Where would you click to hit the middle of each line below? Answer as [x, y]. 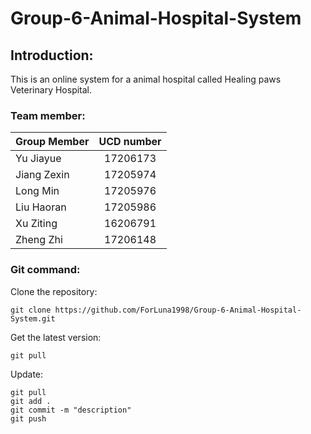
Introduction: [52, 55]
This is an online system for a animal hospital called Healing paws [146, 79]
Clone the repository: [54, 291]
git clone [31, 310]
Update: [27, 374]
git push [28, 418]
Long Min [37, 191]
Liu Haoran [41, 207]
